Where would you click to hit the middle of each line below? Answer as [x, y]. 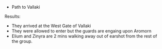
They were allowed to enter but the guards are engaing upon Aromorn [81, 31]
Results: [13, 16]
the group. [22, 41]
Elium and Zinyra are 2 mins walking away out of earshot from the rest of [84, 36]
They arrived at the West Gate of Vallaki [51, 26]
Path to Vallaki [26, 7]
